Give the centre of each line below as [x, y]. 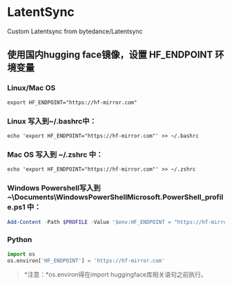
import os [21, 254]
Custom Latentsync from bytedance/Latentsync [75, 31]
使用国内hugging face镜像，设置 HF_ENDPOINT [110, 55]
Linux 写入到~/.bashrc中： [52, 121]
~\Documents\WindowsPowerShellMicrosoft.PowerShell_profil [115, 197]
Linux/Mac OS [31, 88]
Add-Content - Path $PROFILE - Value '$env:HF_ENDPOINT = [89, 222]
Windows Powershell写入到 [54, 188]
